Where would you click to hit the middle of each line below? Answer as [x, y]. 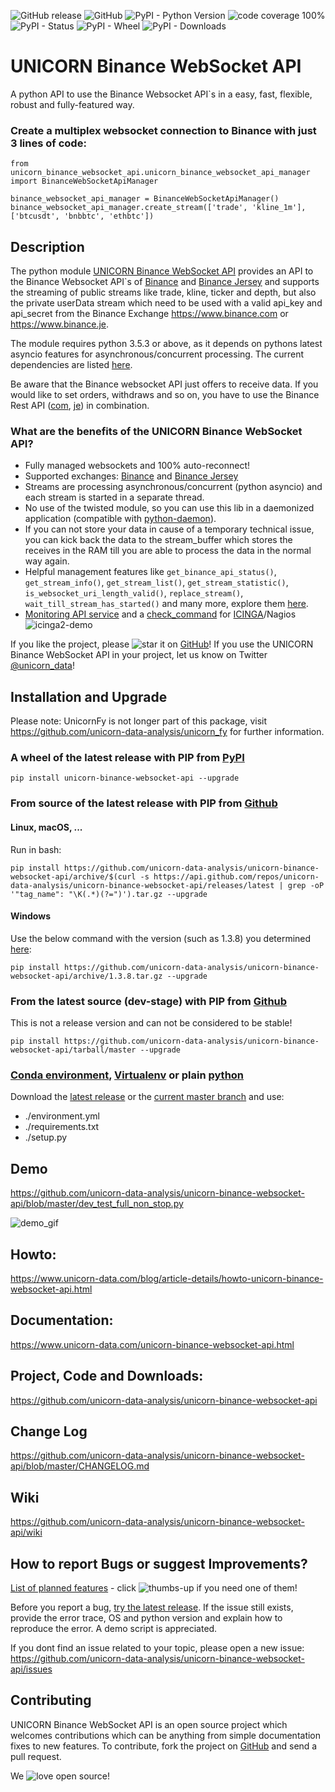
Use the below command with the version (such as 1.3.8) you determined [161, 938]
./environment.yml [62, 1116]
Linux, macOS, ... [46, 827]
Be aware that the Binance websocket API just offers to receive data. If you [164, 384]
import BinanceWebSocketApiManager [84, 181]
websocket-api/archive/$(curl [73, 876]
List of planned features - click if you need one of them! [154, 1588]
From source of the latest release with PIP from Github [144, 803]
